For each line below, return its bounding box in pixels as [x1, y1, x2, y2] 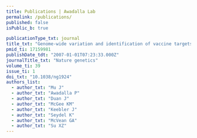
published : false [6, 19, 49, 25]
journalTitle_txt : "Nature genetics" [6, 57, 98, 63]
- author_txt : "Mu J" [11, 85, 64, 91]
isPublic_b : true [6, 25, 49, 31]
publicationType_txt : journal [6, 36, 80, 42]
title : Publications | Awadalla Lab [6, 8, 96, 15]
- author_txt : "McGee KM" [11, 101, 75, 107]
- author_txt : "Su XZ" [11, 123, 67, 129]
